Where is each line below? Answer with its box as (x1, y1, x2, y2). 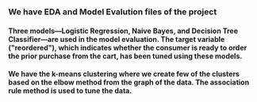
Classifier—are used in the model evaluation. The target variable (8, 34, 225, 43)
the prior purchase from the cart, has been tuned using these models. (8, 51, 243, 61)
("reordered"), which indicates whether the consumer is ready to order (8, 43, 247, 52)
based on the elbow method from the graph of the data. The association (8, 77, 250, 87)
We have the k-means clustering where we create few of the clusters (8, 70, 240, 79)
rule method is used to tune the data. (8, 86, 132, 96)
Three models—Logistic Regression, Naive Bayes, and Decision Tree (8, 26, 239, 36)
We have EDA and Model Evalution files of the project (8, 6, 217, 17)
